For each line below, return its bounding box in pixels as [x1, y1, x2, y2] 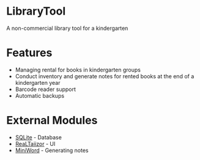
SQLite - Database [15, 133, 62, 141]
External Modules [6, 114, 98, 128]
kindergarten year [15, 79, 61, 86]
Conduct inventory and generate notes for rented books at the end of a [15, 72, 194, 80]
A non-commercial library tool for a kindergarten [6, 24, 128, 32]
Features [6, 46, 53, 60]
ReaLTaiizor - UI [15, 140, 56, 147]
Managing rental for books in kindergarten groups [15, 66, 141, 73]
